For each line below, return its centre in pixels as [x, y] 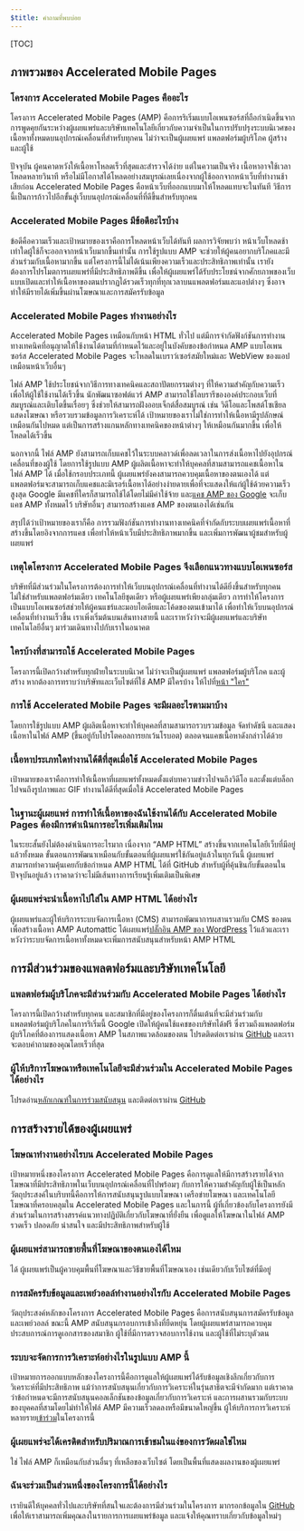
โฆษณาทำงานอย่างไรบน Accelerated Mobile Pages [112, 1154]
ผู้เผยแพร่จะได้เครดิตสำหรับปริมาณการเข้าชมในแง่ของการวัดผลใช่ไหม [128, 1442]
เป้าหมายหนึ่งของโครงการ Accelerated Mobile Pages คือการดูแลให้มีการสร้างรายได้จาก [147, 1174]
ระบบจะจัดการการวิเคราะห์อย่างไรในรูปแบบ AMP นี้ [100, 1357]
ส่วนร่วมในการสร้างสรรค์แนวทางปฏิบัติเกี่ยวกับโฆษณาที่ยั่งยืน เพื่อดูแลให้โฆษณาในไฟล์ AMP [147, 1215]
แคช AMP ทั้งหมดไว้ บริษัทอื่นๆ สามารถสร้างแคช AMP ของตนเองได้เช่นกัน [122, 504]
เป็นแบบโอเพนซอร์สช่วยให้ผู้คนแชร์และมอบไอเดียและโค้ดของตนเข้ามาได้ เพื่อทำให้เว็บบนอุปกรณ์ [152, 607]
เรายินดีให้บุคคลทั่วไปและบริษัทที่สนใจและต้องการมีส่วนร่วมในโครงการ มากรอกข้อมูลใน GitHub [152, 1505]
